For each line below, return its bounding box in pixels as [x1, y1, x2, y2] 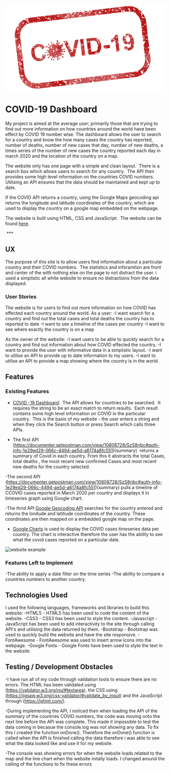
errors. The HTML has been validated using [5, 681, 96, 687]
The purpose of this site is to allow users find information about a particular [5, 259, 163, 265]
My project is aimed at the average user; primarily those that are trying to [5, 120, 158, 126]
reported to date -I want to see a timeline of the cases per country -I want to [5, 321, 165, 327]
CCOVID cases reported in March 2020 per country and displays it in [5, 490, 149, 496]
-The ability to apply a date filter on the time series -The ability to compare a [5, 571, 164, 577]
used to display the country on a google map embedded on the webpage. [5, 205, 159, 211]
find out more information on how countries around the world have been [5, 125, 156, 132]
